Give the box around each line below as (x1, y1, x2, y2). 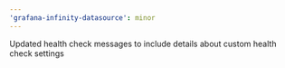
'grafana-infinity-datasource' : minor (9, 13, 156, 23)
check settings (9, 47, 65, 59)
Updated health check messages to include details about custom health (9, 38, 277, 49)
